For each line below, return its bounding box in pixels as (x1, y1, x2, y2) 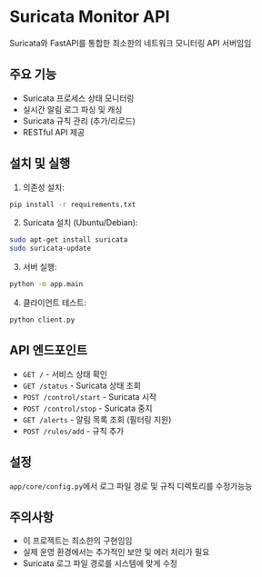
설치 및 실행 (9, 156, 71, 172)
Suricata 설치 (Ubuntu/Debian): (22, 217, 138, 228)
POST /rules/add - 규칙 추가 (22, 425, 125, 436)
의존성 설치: (22, 182, 65, 193)
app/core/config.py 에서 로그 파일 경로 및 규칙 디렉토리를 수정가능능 (9, 480, 253, 492)
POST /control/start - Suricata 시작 (22, 391, 157, 402)
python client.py (9, 315, 76, 324)
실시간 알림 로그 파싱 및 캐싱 (22, 104, 123, 114)
